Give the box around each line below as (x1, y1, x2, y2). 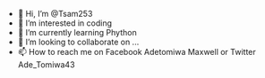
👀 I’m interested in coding (17, 18, 113, 28)
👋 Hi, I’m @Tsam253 (17, 9, 93, 19)
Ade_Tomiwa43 (17, 59, 75, 70)
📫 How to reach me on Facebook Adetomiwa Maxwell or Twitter (17, 47, 257, 57)
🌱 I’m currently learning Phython (17, 27, 137, 37)
